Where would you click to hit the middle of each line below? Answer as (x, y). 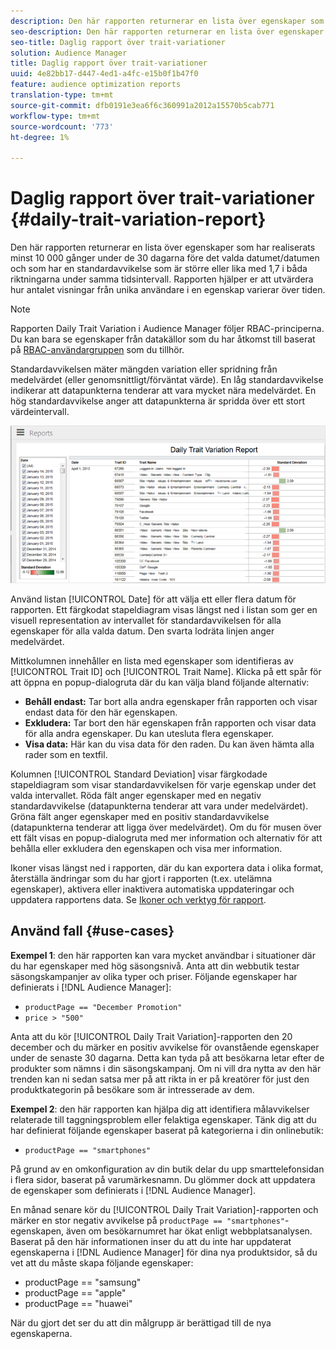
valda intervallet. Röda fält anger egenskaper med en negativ (136, 796)
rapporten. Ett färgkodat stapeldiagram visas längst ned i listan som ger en (164, 610)
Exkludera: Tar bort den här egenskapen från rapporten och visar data (170, 723)
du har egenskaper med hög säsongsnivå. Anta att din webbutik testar (155, 966)
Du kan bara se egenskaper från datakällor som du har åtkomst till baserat (163, 339)
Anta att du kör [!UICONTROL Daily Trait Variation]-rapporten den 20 (151, 1036)
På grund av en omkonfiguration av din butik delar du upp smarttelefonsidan (167, 1169)
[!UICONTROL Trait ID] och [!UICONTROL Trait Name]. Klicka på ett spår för (166, 672)
